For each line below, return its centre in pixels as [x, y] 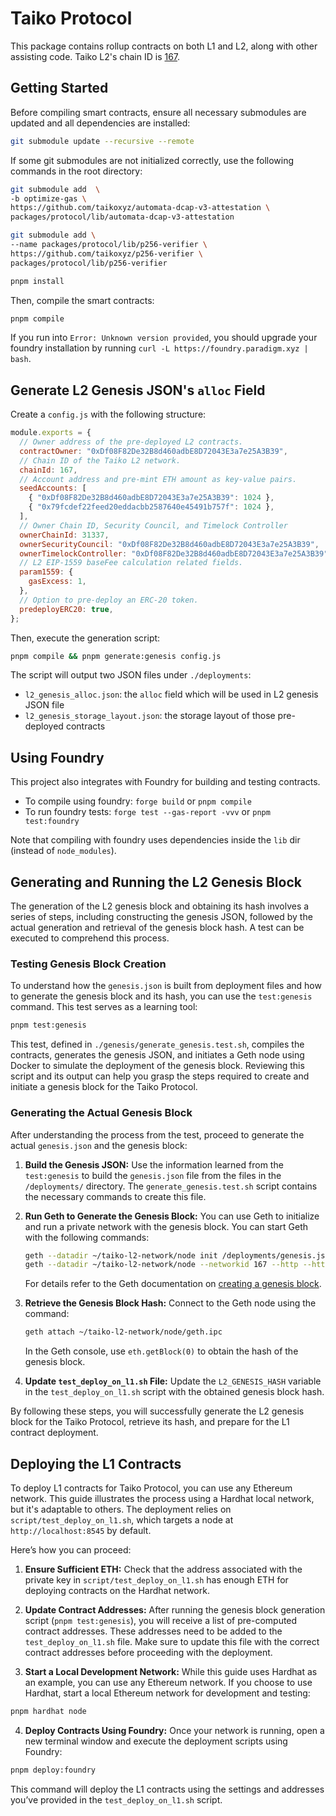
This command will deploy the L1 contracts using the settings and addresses [167, 1789]
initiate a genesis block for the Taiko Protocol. [104, 1087]
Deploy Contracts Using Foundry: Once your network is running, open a [174, 1730]
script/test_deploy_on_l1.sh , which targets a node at [122, 1519]
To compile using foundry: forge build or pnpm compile [138, 801]
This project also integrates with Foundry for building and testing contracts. [165, 782]
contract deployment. [54, 1433]
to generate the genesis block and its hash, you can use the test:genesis [161, 996]
